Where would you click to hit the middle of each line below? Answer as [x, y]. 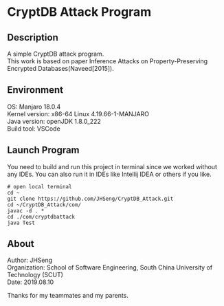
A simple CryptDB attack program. [56, 54]
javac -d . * [26, 210]
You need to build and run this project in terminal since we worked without [112, 166]
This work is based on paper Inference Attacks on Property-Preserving [108, 61]
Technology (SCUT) [35, 275]
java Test [21, 223]
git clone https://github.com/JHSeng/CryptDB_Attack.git [90, 199]
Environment [35, 90]
